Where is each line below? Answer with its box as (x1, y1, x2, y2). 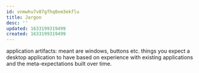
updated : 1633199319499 (6, 25, 66, 32)
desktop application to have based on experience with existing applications (6, 54, 194, 61)
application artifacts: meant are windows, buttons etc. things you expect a (6, 47, 190, 54)
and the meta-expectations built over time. (6, 60, 112, 68)
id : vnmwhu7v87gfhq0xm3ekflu (6, 8, 80, 15)
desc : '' (6, 20, 28, 26)
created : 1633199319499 (6, 31, 66, 37)
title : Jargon (6, 14, 42, 20)
